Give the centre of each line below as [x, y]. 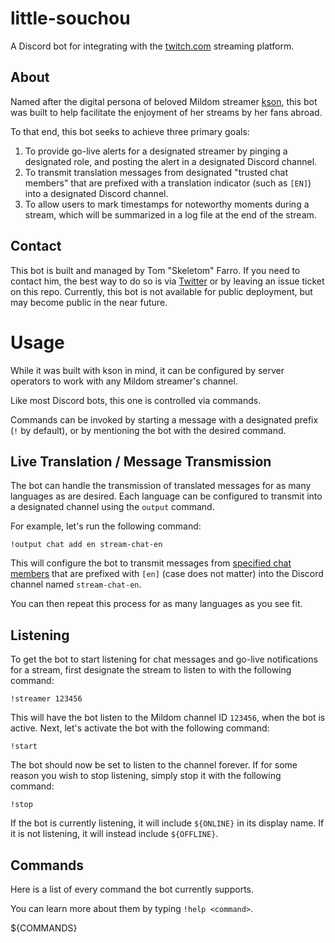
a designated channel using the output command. [112, 507]
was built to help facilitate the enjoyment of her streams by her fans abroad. [166, 112]
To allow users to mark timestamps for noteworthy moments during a [167, 204]
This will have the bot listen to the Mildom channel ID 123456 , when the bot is [168, 718]
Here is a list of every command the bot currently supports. [132, 889]
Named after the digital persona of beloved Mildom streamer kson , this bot [164, 101]
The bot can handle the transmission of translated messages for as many [161, 486]
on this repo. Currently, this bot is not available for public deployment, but [161, 291]
